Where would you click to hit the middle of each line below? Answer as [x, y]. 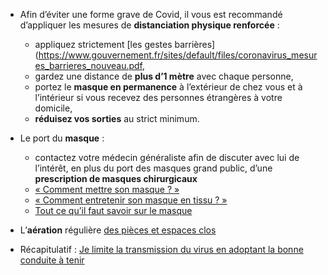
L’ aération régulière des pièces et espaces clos [118, 230]
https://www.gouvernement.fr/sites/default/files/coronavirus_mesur [178, 55]
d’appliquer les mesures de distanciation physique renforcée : [149, 25]
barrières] [195, 44]
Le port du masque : [62, 138]
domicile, [53, 108]
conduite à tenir [52, 260]
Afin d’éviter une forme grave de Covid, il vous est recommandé [151, 14]
